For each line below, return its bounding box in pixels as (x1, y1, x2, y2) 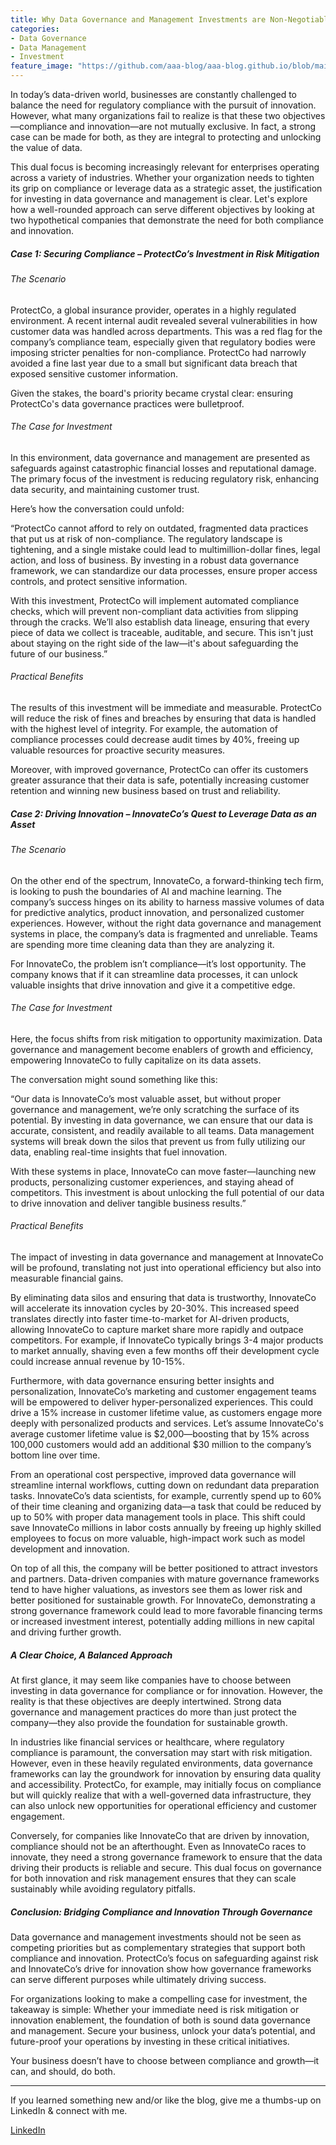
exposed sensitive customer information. (10, 367, 179, 380)
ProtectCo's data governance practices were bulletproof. (10, 397, 245, 410)
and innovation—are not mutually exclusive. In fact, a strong (69, 121, 317, 132)
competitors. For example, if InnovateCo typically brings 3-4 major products (10, 1334, 324, 1346)
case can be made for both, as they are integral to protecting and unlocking (10, 131, 322, 143)
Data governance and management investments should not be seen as (10, 1931, 302, 1943)
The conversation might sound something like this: (10, 1073, 218, 1085)
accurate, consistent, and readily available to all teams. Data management (10, 1124, 315, 1136)
